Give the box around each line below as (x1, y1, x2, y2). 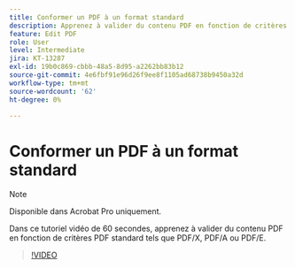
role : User (9, 37, 50, 47)
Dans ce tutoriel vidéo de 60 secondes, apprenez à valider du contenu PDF (9, 223, 283, 234)
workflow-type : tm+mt (9, 79, 89, 88)
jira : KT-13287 (9, 54, 66, 63)
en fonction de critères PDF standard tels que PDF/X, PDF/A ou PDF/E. (9, 233, 267, 243)
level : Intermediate (9, 46, 86, 55)
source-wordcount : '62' (9, 87, 97, 96)
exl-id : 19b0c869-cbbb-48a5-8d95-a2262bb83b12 (9, 63, 184, 72)
